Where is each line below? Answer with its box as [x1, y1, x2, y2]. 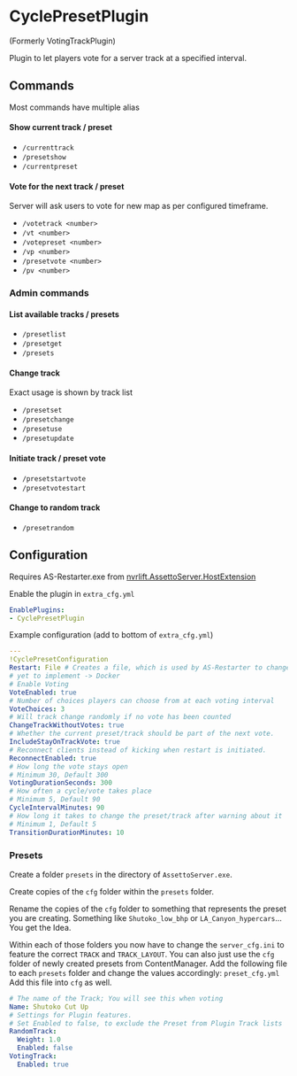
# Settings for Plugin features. [9, 1010, 133, 1019]
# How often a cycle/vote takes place [9, 786, 152, 796]
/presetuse [21, 425, 63, 434]
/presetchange [21, 415, 74, 424]
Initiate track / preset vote [9, 453, 106, 464]
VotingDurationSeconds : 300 [9, 778, 113, 787]
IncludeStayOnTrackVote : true [9, 738, 121, 747]
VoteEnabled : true [9, 688, 77, 697]
